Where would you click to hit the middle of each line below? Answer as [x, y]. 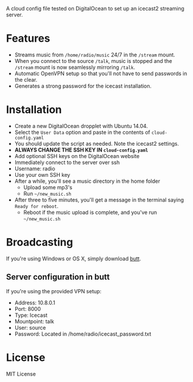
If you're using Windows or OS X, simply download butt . [74, 259]
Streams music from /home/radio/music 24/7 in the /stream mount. [95, 55]
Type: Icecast [31, 315]
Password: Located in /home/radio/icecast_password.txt [83, 334]
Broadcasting [40, 242]
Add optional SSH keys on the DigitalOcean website [77, 156]
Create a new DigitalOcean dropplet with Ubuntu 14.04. [81, 126]
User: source [30, 327]
